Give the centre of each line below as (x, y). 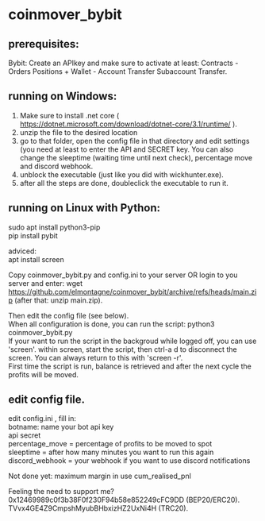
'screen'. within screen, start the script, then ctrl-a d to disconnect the (123, 349)
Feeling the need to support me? (61, 492)
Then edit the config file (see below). (69, 315)
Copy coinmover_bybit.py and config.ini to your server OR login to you (123, 275)
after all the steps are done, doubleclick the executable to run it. (124, 183)
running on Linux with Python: (84, 208)
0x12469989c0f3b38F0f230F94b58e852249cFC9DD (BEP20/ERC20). (124, 500)
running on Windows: (63, 96)
